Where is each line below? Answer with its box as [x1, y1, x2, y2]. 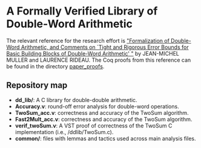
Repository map [6, 80, 68, 91]
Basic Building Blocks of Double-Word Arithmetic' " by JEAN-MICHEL [6, 50, 180, 57]
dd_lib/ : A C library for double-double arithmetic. [15, 96, 137, 103]
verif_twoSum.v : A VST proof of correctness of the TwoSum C [15, 122, 173, 129]
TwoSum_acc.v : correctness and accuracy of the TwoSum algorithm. [15, 109, 189, 116]
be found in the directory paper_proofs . [6, 62, 105, 70]
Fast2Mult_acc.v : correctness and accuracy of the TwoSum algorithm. [15, 115, 193, 123]
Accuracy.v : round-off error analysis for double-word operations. [15, 103, 180, 110]
